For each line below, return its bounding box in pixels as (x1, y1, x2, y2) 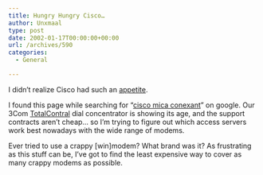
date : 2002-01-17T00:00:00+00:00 (8, 33, 120, 42)
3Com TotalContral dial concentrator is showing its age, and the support (8, 108, 245, 118)
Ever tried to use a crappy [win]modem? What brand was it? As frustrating (8, 141, 252, 150)
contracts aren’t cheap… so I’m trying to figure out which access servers (8, 117, 247, 126)
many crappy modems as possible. (8, 157, 124, 167)
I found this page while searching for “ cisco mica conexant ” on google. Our (8, 100, 255, 110)
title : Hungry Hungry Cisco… (8, 11, 105, 20)
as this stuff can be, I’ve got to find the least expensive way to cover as (8, 149, 242, 159)
